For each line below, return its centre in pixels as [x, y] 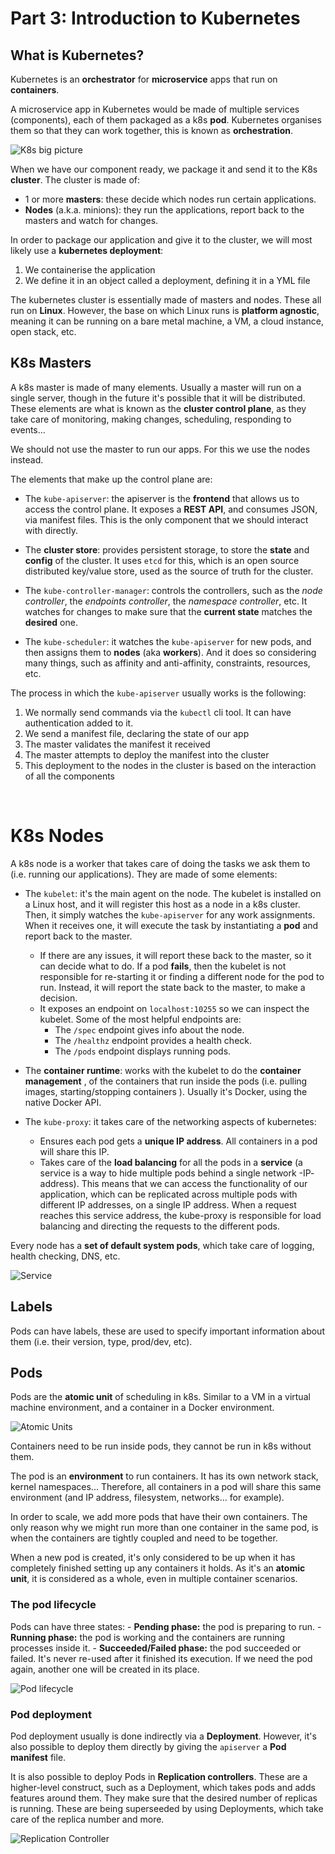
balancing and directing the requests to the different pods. [159, 1226]
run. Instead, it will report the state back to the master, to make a [172, 987]
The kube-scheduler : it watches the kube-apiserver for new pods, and [168, 641]
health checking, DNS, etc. [65, 1256]
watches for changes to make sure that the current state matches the [168, 611]
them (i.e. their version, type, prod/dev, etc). [101, 1341]
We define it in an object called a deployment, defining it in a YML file [167, 280]
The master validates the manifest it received [117, 744]
